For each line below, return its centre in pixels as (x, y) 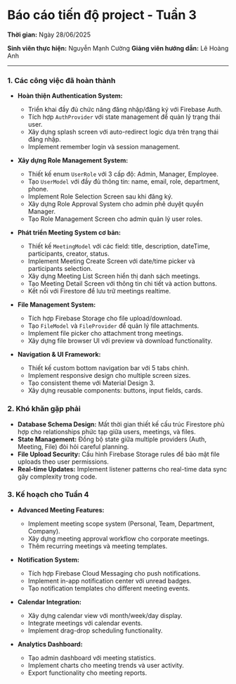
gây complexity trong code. (57, 476)
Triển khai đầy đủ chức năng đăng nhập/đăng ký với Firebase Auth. (125, 110)
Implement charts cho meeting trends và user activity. (106, 665)
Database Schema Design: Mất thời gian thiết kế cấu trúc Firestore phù (121, 424)
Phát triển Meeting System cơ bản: (69, 233)
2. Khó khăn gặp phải (44, 409)
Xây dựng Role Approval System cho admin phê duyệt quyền (116, 204)
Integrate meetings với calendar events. (85, 623)
